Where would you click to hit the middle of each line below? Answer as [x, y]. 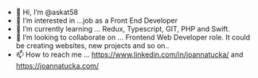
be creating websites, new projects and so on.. [92, 46]
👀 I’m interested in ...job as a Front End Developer [97, 20]
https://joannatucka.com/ [57, 66]
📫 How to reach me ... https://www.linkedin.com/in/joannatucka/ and [129, 54]
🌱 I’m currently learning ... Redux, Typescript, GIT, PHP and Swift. [123, 29]
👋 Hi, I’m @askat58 [47, 12]
